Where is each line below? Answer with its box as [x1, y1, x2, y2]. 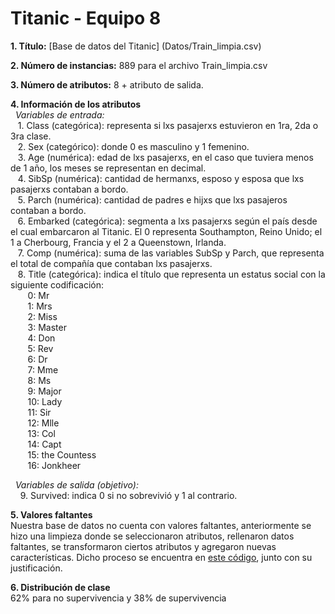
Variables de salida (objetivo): [14, 478, 139, 491]
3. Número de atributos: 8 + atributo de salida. [10, 78, 204, 91]
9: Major [27, 385, 62, 397]
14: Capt [27, 438, 62, 450]
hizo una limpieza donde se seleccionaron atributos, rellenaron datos [10, 530, 295, 542]
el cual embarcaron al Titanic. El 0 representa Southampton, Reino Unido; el [10, 225, 323, 237]
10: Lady [27, 395, 63, 407]
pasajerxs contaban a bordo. [10, 183, 129, 195]
